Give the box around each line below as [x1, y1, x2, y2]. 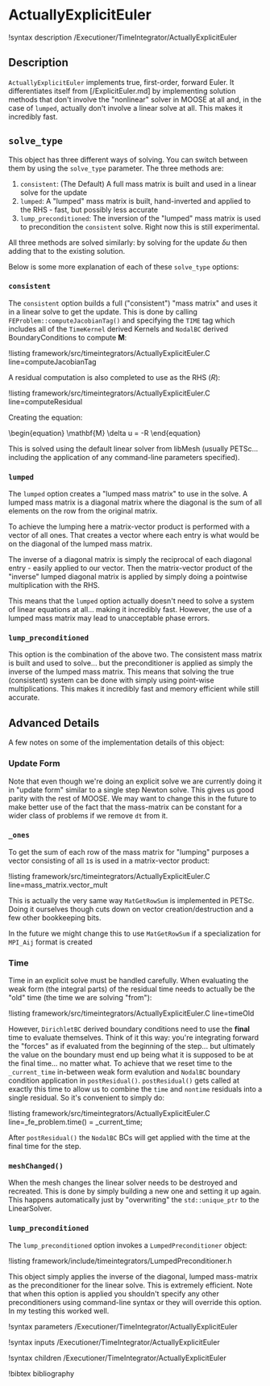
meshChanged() [8, 1162, 64, 1171]
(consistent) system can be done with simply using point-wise [8, 675, 215, 685]
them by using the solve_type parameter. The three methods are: [8, 163, 224, 173]
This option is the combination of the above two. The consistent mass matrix [8, 649, 263, 660]
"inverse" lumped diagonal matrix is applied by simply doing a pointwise [8, 572, 248, 581]
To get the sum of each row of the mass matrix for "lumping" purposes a [8, 847, 250, 856]
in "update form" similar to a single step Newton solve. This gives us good [8, 784, 255, 794]
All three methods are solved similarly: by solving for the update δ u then [8, 237, 247, 247]
